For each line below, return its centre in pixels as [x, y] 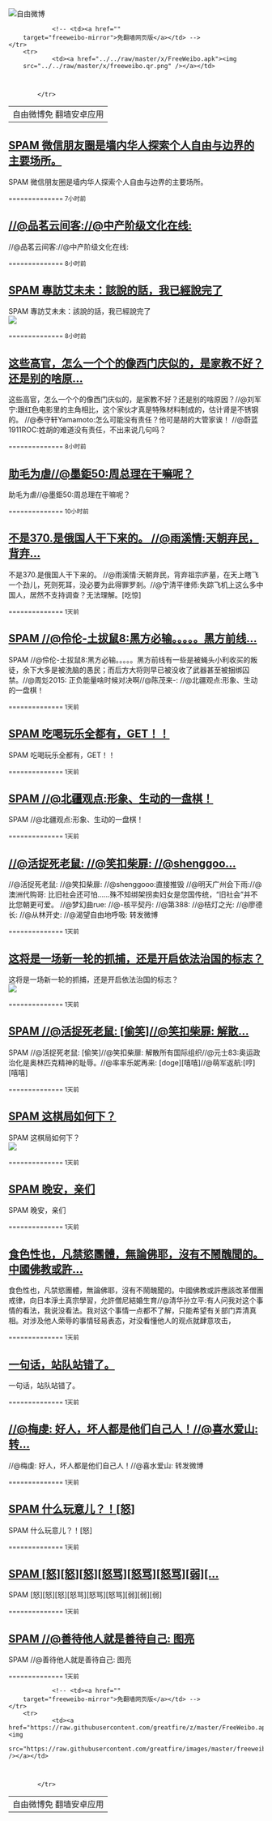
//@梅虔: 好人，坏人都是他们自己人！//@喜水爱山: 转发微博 [106, 1465]
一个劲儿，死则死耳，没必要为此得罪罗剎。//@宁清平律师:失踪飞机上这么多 [132, 585]
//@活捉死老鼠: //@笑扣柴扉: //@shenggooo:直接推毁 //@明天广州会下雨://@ [135, 885]
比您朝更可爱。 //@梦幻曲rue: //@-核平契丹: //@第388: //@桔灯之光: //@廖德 [136, 905]
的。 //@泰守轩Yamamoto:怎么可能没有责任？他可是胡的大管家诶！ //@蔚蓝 [134, 420]
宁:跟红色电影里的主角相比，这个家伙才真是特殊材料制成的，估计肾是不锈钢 [134, 409]
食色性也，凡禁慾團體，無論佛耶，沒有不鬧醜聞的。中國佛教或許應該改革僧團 [136, 1290]
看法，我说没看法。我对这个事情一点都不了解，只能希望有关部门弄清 [136, 1311]
